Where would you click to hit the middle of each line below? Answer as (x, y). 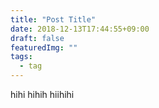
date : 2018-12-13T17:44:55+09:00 (80, 29)
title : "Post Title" (53, 19)
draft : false (37, 38)
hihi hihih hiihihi (42, 94)
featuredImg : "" (44, 47)
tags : (21, 57)
